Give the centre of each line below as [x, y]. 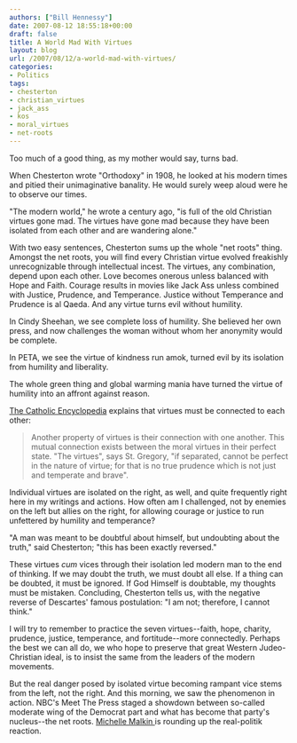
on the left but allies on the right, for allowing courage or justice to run [137, 510]
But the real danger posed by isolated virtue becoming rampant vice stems [145, 684]
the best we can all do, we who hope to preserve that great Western [133, 647]
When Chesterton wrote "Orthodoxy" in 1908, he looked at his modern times [148, 175]
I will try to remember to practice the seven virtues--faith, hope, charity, [141, 628]
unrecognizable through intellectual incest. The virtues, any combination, [143, 266]
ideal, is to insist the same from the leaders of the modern [149, 657]
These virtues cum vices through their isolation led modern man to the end [145, 564]
